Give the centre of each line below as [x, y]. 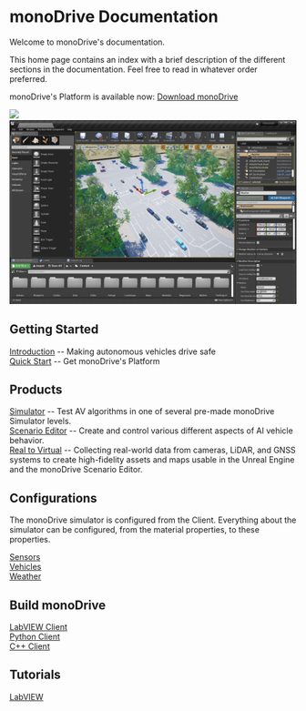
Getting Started [54, 330]
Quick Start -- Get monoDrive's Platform [85, 361]
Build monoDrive [58, 605]
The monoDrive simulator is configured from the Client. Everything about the [153, 520]
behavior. [27, 441]
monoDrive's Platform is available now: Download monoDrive [124, 96]
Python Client [35, 637]
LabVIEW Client [39, 627]
